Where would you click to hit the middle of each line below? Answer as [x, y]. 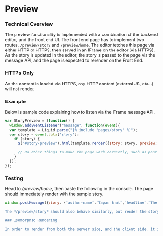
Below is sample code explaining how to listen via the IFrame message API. [80, 112]
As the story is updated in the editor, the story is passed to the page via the [80, 55]
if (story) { [27, 139]
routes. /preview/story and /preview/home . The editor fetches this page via [80, 45]
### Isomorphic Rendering [31, 220]
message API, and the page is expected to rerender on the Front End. [74, 60]
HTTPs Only [19, 73]
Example [16, 101]
